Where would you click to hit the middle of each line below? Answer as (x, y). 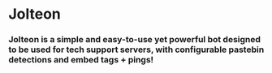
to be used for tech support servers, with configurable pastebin (136, 49)
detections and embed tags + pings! (81, 60)
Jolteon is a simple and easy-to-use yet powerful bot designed (135, 40)
